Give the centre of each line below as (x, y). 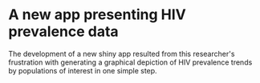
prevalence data (63, 32)
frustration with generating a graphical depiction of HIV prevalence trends (130, 62)
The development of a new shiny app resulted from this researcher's (122, 53)
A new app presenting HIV (97, 15)
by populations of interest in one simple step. (83, 70)
